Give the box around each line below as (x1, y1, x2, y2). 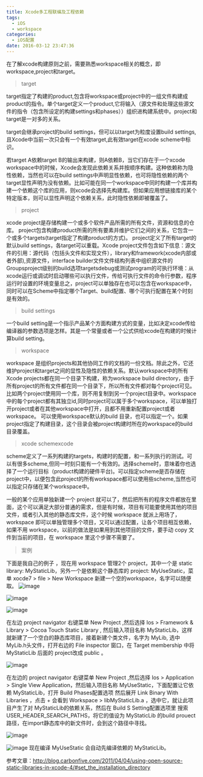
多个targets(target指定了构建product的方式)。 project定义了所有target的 (16, 234, 197, 241)
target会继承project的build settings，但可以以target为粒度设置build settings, (6, 128, 196, 135)
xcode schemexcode (21, 440, 74, 447)
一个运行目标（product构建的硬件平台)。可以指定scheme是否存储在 (16, 467, 186, 474)
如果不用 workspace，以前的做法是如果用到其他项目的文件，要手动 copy (6, 526, 188, 533)
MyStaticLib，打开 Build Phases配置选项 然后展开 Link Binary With (13, 689, 179, 696)
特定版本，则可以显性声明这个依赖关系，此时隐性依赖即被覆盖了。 (6, 194, 171, 201)
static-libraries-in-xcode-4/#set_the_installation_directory (6, 764, 151, 771)
